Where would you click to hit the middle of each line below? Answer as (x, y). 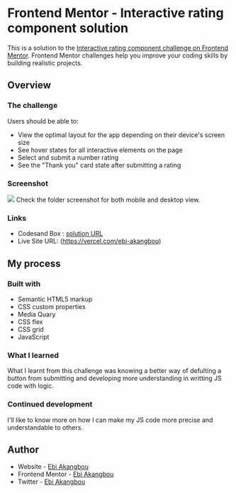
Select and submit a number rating (68, 157)
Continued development (50, 404)
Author (23, 449)
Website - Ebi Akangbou (53, 467)
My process (34, 263)
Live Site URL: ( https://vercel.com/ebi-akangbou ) (89, 241)
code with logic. (31, 386)
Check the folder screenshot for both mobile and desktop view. (108, 200)
